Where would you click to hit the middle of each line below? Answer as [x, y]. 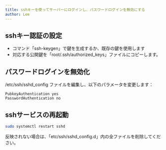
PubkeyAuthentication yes [32, 94]
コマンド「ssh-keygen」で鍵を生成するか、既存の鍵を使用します [79, 49]
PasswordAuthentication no [33, 99]
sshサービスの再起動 [37, 115]
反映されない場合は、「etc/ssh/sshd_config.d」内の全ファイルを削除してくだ [83, 136]
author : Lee [17, 14]
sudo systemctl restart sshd [35, 126]
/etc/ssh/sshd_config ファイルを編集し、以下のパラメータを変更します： [79, 85]
